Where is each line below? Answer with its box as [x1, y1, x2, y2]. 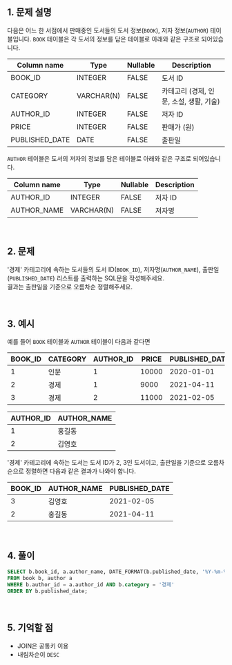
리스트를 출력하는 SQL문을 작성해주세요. [56, 273, 164, 282]
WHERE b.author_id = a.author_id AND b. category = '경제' [7, 581, 175, 588]
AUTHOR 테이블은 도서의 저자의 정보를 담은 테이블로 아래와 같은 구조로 [7, 154, 192, 162]
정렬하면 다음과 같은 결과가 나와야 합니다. [25, 467, 137, 475]
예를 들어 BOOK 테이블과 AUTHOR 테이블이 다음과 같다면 [7, 338, 151, 346]
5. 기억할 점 [7, 622, 54, 634]
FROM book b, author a [7, 575, 72, 582]
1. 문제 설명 [7, 6, 52, 19]
